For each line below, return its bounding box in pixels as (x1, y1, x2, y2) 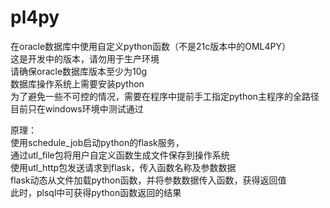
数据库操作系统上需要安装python (10, 77, 145, 90)
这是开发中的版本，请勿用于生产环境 (10, 52, 160, 65)
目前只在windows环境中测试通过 (10, 102, 144, 115)
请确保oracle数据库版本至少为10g (10, 65, 148, 77)
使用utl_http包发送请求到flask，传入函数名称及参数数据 (10, 161, 237, 173)
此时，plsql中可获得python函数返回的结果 (10, 186, 182, 198)
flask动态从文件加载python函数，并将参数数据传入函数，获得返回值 (10, 174, 287, 186)
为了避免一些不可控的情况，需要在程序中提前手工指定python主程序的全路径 (10, 90, 320, 102)
